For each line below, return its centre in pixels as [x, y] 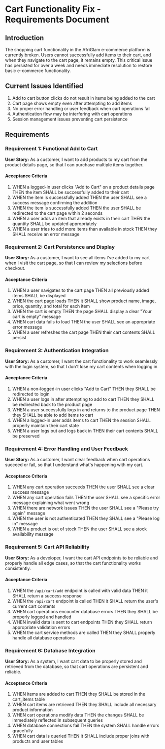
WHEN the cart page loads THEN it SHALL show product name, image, [84, 301]
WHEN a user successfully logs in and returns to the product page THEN [86, 410]
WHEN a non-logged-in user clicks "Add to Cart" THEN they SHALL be [84, 389]
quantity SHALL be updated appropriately [54, 224]
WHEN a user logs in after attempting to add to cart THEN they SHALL [83, 399]
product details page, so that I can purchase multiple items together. [74, 164]
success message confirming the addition [55, 202]
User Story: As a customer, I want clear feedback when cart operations [78, 459]
